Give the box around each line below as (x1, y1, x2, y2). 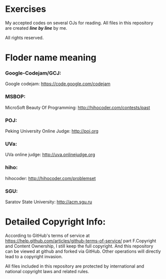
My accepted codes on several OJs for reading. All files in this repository (5, 20, 154, 26)
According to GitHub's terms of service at (5, 232, 90, 238)
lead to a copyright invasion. (5, 253, 63, 259)
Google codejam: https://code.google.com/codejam (5, 81, 111, 87)
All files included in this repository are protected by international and (5, 263, 144, 269)
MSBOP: (5, 93, 26, 100)
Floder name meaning (5, 52, 97, 63)
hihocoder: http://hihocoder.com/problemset (5, 175, 96, 181)
